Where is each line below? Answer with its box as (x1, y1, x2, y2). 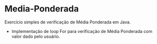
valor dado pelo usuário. (11, 33, 60, 39)
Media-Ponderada (4, 3, 79, 14)
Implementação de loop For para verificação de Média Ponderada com (11, 28, 153, 34)
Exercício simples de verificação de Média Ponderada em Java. (4, 19, 131, 25)
